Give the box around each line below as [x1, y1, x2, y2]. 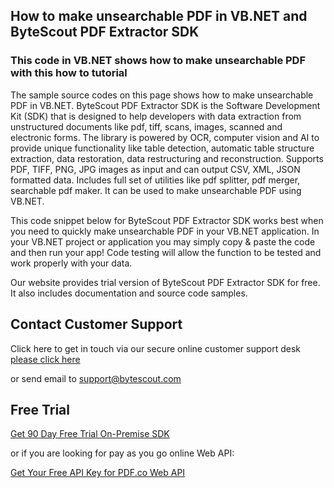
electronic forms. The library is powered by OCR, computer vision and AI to [10, 131, 320, 143]
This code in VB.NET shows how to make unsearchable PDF [10, 54, 307, 68]
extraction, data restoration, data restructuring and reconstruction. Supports [10, 152, 324, 164]
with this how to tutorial [10, 66, 128, 80]
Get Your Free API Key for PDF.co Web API [10, 467, 186, 479]
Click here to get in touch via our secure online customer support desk [10, 342, 302, 354]
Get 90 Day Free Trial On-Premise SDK [10, 428, 170, 440]
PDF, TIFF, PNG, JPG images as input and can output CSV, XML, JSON [10, 163, 301, 175]
